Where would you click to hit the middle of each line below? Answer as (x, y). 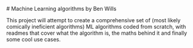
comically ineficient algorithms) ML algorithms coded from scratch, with (96, 27)
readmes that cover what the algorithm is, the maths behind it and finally (97, 33)
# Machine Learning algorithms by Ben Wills (61, 9)
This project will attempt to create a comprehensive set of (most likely (93, 20)
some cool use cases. (34, 39)
